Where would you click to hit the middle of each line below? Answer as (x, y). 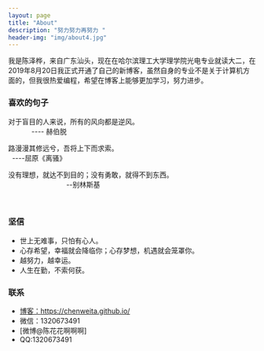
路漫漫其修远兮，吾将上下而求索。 (63, 148)
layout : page (29, 15)
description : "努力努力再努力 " (57, 30)
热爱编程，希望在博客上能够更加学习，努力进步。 (128, 80)
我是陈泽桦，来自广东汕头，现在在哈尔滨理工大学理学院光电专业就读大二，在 (132, 61)
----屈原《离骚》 (39, 157)
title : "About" (33, 23)
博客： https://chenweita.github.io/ (75, 311)
